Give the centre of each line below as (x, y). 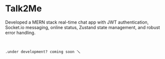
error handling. (20, 32)
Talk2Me (24, 9)
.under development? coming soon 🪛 (43, 52)
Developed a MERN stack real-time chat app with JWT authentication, (77, 22)
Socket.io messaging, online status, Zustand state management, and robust (83, 27)
